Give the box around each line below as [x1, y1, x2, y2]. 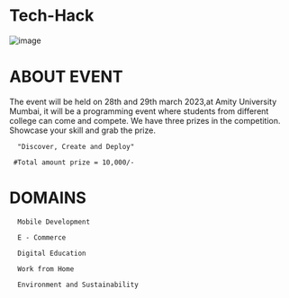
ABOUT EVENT [9, 66, 123, 87]
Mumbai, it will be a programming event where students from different [9, 105, 269, 117]
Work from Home [17, 264, 75, 274]
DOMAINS [9, 188, 87, 208]
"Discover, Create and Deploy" [17, 142, 135, 151]
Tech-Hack [9, 5, 95, 26]
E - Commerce [17, 232, 67, 242]
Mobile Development [17, 217, 91, 226]
